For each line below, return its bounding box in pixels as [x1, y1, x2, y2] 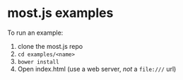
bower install [17, 58, 59, 65]
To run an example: [7, 28, 64, 37]
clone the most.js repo [17, 42, 83, 50]
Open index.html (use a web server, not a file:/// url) [17, 64, 177, 73]
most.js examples [7, 5, 114, 21]
